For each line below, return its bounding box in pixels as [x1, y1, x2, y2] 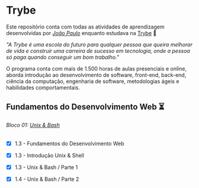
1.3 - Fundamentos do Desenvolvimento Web [14, 140, 124, 147]
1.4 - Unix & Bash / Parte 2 [14, 176, 79, 183]
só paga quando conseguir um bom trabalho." [6, 53, 120, 60]
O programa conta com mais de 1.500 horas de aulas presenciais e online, [6, 65, 187, 72]
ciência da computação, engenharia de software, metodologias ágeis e [6, 78, 179, 85]
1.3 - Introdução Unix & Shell [14, 152, 85, 159]
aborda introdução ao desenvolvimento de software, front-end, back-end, [6, 71, 187, 78]
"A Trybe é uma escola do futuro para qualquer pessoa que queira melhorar [6, 41, 192, 48]
